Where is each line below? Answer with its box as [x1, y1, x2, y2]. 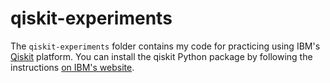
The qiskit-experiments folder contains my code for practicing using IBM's [10, 40, 321, 52]
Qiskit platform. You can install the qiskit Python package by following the [10, 50, 313, 62]
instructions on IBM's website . [10, 61, 135, 73]
